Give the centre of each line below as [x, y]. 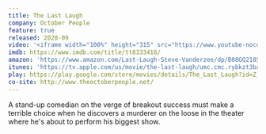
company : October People [49, 23]
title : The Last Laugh [46, 15]
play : [17, 75]
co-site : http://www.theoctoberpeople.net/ [81, 82]
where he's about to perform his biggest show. [84, 121]
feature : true [32, 30]
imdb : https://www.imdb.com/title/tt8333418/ [84, 52]
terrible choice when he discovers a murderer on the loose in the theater [126, 113]
